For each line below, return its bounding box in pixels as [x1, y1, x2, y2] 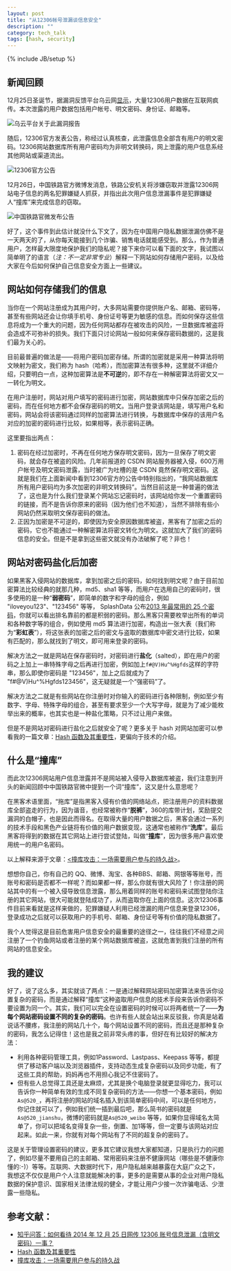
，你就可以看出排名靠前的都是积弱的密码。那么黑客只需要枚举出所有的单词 [13, 611, 224, 619]
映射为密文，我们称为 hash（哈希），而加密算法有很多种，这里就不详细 [12, 361, 212, 369]
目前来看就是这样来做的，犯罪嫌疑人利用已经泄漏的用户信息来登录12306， [12, 905, 223, 913]
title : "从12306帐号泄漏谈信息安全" [7, 17, 102, 23]
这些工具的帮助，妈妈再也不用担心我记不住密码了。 [16, 1070, 162, 1078]
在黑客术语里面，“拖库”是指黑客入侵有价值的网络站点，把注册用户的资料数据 [7, 798, 223, 806]
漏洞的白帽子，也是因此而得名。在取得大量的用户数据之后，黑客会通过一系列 [7, 815, 224, 823]
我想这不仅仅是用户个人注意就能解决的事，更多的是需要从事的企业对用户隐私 [7, 1171, 224, 1180]
